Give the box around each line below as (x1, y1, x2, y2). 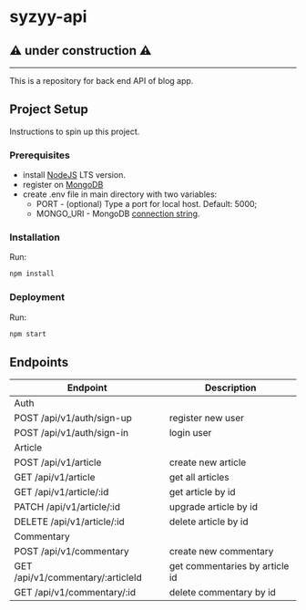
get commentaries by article (168, 560, 290, 573)
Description (204, 381, 257, 394)
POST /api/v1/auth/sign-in (14, 427, 129, 439)
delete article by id (168, 515, 249, 528)
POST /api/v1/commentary (14, 545, 129, 558)
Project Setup (9, 102, 89, 118)
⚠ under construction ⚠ (9, 43, 152, 58)
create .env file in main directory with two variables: (22, 189, 218, 200)
